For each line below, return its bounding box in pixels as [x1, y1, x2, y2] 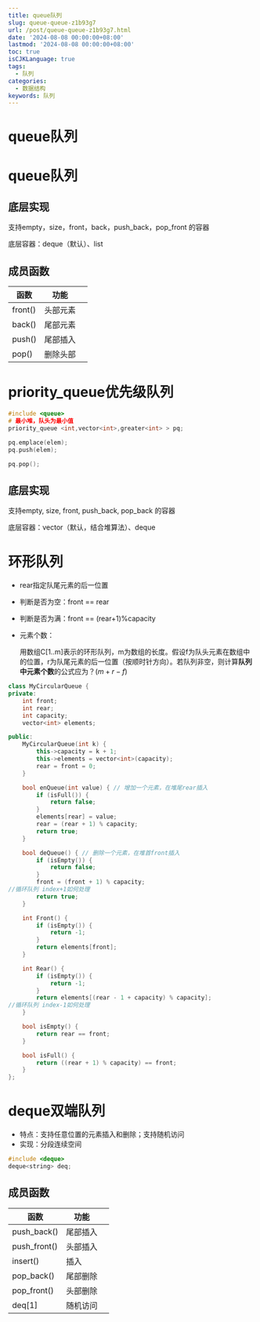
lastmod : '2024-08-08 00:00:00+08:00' [8, 41, 135, 49]
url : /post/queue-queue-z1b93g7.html [8, 26, 132, 34]
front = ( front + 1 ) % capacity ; [36, 878, 146, 887]
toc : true [8, 48, 41, 56]
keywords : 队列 [8, 92, 56, 100]
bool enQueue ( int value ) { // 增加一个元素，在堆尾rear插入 [22, 784, 208, 792]
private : [8, 690, 37, 698]
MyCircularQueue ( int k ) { [22, 741, 107, 748]
